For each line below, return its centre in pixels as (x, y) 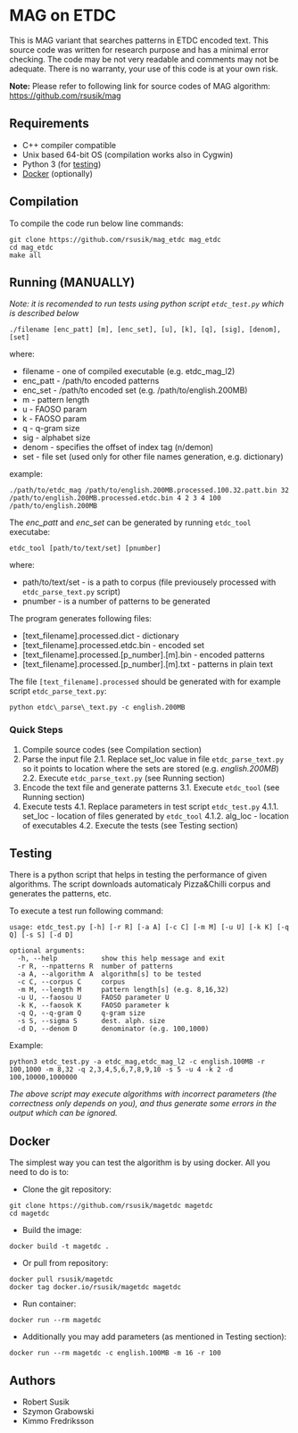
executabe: (30, 532)
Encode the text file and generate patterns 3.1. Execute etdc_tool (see (151, 787)
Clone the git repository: (66, 1189)
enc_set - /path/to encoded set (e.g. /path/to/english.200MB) (135, 390)
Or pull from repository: (65, 1263)
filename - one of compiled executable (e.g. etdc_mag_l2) (128, 371)
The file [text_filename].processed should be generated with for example (145, 682)
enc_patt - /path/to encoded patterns (91, 381)
